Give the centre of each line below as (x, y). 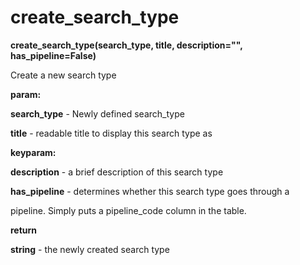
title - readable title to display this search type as (111, 133)
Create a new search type (63, 75)
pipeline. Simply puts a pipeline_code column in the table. (128, 210)
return (24, 230)
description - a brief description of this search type (117, 172)
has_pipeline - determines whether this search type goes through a (150, 191)
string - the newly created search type (90, 249)
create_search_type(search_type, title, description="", (126, 45)
